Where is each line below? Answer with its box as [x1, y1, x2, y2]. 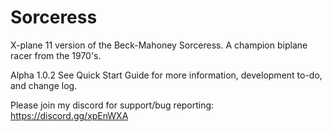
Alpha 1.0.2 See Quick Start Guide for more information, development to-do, [10, 69, 323, 81]
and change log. [10, 79, 78, 91]
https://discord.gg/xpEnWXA [10, 109, 129, 121]
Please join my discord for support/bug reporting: [10, 99, 215, 111]
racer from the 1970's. [10, 49, 102, 61]
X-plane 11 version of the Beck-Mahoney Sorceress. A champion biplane [10, 39, 308, 51]
